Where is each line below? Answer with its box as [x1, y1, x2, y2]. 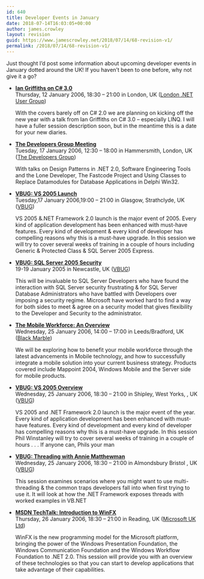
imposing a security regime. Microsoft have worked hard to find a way [15, 296, 191, 304]
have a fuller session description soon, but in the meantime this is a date [15, 122, 197, 129]
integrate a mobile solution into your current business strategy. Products [15, 359, 197, 366]
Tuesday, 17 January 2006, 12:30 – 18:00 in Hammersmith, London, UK [15, 147, 193, 154]
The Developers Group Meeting [15, 140, 97, 147]
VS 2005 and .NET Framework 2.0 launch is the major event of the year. [15, 408, 196, 416]
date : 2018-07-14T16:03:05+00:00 [6, 20, 91, 26]
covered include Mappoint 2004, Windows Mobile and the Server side [15, 365, 191, 372]
